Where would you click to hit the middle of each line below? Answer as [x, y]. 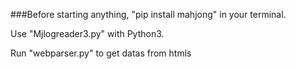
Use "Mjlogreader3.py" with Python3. [87, 33]
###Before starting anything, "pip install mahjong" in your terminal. [148, 14]
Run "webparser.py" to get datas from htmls [101, 53]
